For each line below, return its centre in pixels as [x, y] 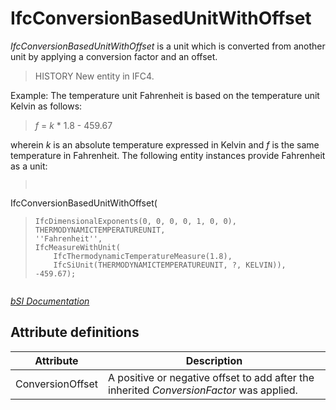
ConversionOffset [56, 384]
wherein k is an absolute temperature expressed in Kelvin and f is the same [165, 144]
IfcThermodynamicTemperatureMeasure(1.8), [143, 256]
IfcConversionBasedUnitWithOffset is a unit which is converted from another [168, 46]
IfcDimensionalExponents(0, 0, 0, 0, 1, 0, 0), [135, 221]
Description [214, 360]
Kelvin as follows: [46, 106]
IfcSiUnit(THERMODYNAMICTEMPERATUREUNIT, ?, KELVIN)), [170, 265]
